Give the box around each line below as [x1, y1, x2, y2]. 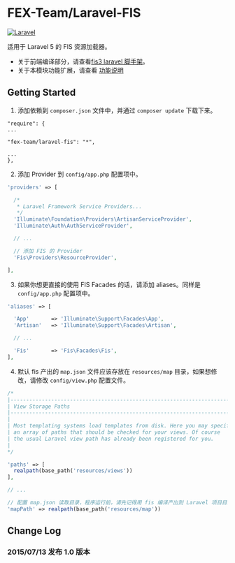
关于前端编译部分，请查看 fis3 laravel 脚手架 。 [17, 57, 149, 66]
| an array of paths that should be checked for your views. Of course [7, 429, 220, 436]
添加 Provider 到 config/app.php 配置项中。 [17, 170, 142, 178]
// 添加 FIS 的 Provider [13, 247, 83, 254]
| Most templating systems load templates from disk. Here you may [7, 423, 208, 430]
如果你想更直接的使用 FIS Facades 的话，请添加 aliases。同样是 [17, 280, 201, 288]
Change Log [7, 525, 62, 537]
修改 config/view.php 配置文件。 [36, 376, 130, 384]
